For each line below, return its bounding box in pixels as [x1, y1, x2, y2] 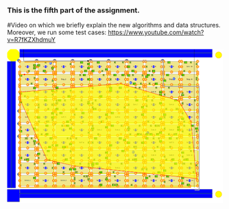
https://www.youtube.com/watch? [108, 28, 204, 36]
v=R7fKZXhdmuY [7, 36, 56, 44]
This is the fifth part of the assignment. [7, 5, 141, 15]
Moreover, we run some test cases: [7, 28, 107, 36]
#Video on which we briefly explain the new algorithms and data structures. [7, 21, 221, 29]
